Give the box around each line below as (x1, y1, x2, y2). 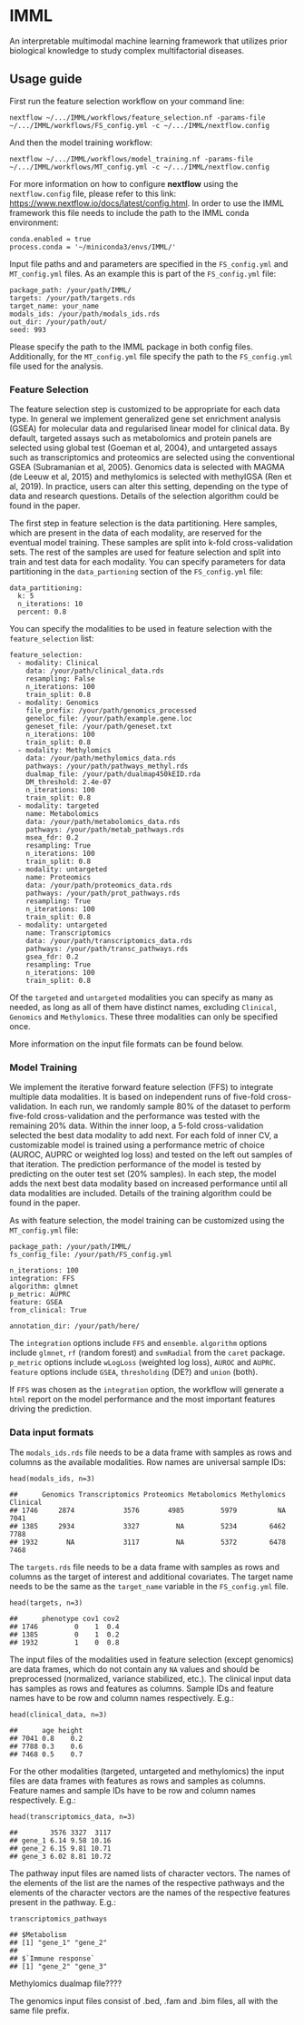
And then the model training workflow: (9, 137, 152, 148)
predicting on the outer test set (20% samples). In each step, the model (9, 1168, 277, 1180)
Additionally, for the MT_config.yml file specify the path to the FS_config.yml (9, 350, 293, 361)
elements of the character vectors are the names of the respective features (9, 1887, 290, 1898)
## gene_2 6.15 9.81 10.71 (9, 1843, 112, 1853)
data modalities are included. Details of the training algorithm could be (9, 1188, 272, 1199)
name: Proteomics (25, 873, 92, 882)
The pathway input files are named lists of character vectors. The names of (9, 1867, 290, 1879)
